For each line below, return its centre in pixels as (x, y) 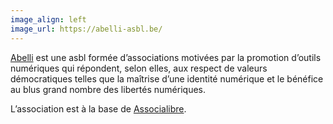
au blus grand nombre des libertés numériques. (108, 89)
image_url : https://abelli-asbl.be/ (86, 29)
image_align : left (48, 19)
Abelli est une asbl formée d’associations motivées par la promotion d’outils (166, 57)
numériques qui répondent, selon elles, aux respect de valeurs (139, 68)
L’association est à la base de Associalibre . (98, 108)
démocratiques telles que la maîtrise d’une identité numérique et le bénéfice (167, 78)
